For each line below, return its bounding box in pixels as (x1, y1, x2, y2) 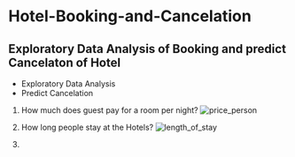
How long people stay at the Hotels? (20, 122, 154, 132)
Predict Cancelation (20, 88, 94, 98)
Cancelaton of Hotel (8, 55, 121, 70)
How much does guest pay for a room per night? (20, 105, 198, 116)
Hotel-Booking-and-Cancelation (8, 6, 252, 26)
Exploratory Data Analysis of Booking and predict (8, 41, 287, 56)
